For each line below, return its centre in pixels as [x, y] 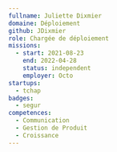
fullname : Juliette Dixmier [55, 16]
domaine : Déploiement [44, 23]
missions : [25, 46]
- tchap [28, 90]
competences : [30, 113]
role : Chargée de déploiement [59, 38]
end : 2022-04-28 [50, 61]
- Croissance [37, 135]
